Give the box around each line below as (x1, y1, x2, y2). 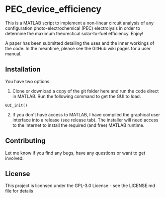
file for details (5, 188, 33, 194)
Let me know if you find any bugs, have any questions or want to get (5, 150, 146, 156)
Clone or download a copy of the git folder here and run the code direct (12, 88, 159, 94)
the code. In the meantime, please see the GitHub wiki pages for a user (5, 45, 151, 51)
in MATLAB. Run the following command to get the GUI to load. (12, 93, 141, 99)
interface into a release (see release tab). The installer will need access (12, 117, 159, 123)
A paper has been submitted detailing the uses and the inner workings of (5, 40, 155, 46)
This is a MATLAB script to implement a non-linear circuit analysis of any (5, 20, 154, 26)
